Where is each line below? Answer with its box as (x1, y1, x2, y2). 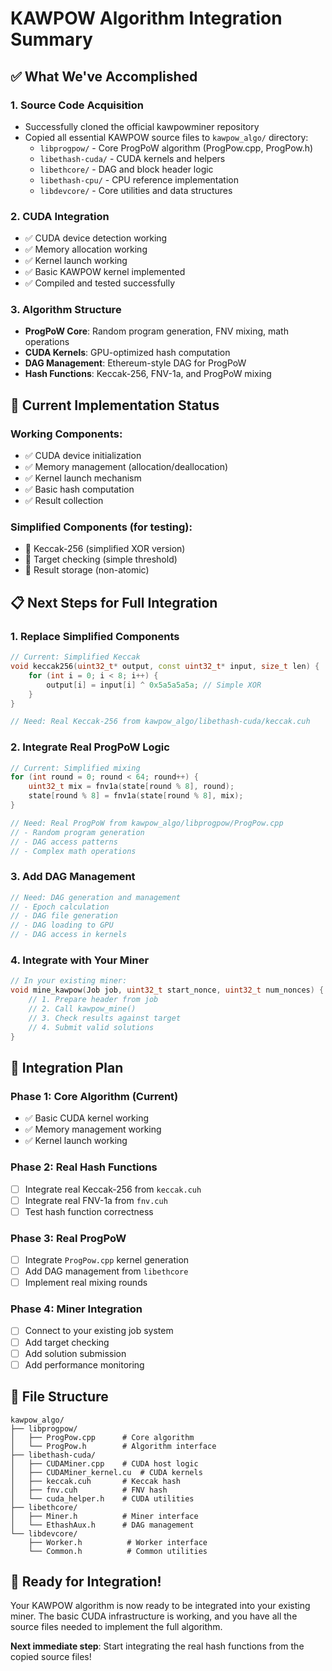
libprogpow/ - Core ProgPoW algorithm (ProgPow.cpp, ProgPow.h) (39, 142, 314, 154)
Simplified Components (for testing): (10, 520, 193, 534)
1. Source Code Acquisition (10, 98, 145, 112)
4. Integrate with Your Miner (10, 953, 150, 967)
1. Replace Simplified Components (10, 629, 180, 643)
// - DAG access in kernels (10, 930, 128, 940)
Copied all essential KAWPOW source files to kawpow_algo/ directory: (24, 131, 309, 143)
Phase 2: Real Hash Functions (10, 1160, 158, 1174)
